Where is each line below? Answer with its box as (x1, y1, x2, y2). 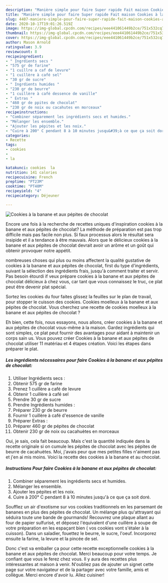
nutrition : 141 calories (5, 170, 57, 175)
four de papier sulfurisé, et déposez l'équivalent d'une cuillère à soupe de (5, 519, 158, 525)
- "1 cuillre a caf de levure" (5, 68, 71, 73)
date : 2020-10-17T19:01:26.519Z (5, 21, 73, 27)
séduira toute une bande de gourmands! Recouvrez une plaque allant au (5, 514, 154, 520)
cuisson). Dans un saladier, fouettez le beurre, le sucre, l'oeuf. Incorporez (5, 530, 157, 536)
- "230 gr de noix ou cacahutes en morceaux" (5, 105, 102, 110)
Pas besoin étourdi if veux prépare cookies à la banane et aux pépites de (5, 273, 156, 279)
